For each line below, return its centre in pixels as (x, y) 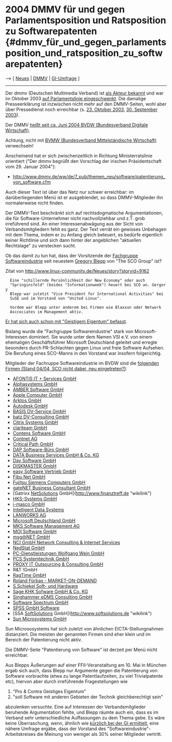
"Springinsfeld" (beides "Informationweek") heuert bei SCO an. (80, 285)
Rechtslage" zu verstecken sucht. (41, 246)
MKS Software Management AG (46, 526)
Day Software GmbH (34, 460)
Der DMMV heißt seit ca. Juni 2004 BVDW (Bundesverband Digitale (77, 125)
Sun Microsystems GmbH (40, 619)
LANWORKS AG (29, 515)
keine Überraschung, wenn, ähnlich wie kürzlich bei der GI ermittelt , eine (82, 723)
